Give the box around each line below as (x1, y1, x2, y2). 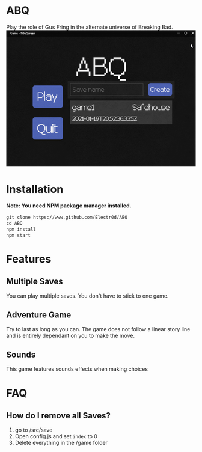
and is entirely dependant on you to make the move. (6, 332, 135, 340)
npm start (6, 233, 31, 239)
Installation (6, 182, 64, 196)
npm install (6, 227, 36, 233)
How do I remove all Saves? (6, 410, 111, 421)
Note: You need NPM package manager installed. (6, 202, 132, 209)
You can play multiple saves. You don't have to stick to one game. (6, 292, 169, 299)
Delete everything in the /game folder (14, 439, 108, 446)
